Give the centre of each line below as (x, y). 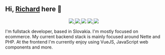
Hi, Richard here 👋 (33, 9)
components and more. (29, 47)
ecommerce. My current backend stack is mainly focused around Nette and (83, 36)
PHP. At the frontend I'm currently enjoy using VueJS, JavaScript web (77, 42)
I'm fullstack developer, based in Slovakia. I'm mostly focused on (72, 31)
